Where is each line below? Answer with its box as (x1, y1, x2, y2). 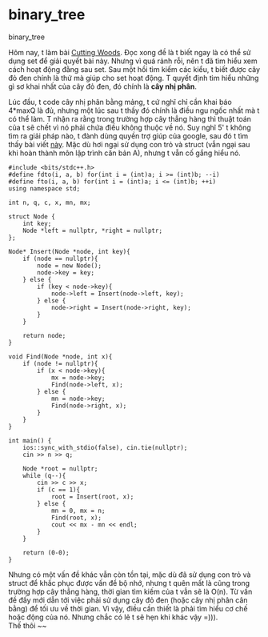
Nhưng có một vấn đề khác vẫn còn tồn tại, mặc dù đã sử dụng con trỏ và (8, 570, 251, 579)
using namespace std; (8, 184, 81, 193)
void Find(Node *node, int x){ (8, 352, 113, 361)
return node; (22, 331, 66, 339)
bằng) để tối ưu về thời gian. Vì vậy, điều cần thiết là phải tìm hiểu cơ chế (8, 603, 248, 613)
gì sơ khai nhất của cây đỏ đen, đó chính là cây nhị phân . (8, 82, 198, 91)
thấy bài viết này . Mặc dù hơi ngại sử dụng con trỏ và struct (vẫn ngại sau (8, 139, 250, 149)
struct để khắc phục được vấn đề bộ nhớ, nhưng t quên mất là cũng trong (8, 578, 250, 587)
